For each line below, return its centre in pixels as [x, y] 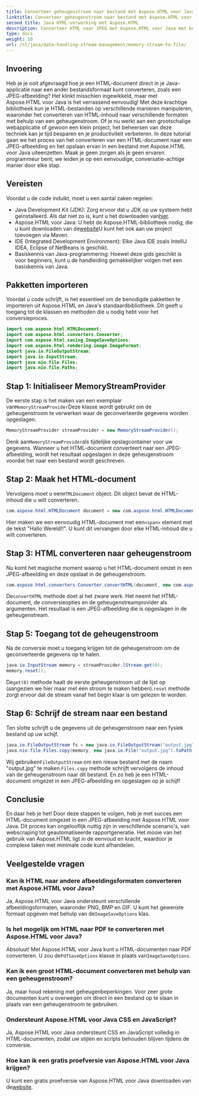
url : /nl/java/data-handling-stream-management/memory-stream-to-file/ [96, 45]
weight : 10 [20, 39]
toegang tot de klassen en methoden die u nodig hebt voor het [82, 312]
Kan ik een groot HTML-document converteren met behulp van [98, 971]
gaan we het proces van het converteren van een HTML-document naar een [99, 140]
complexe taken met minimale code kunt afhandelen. [70, 845]
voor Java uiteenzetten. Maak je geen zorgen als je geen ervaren [85, 153]
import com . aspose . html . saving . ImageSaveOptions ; [69, 340]
